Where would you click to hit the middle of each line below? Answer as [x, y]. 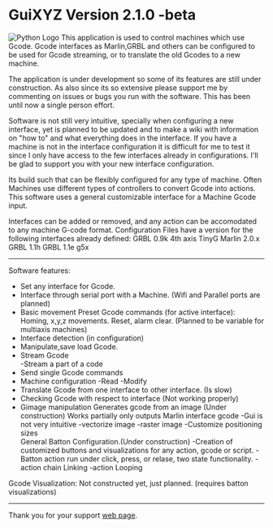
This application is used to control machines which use [153, 37]
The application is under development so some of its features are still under [135, 79]
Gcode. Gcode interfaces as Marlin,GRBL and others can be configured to [132, 45]
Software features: [39, 270]
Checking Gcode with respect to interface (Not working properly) [129, 398]
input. [18, 206]
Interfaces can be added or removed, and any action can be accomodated [133, 221]
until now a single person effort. [62, 105]
